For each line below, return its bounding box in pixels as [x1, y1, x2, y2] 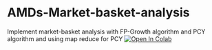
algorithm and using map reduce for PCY [7, 34, 123, 42]
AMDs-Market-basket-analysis [7, 5, 191, 21]
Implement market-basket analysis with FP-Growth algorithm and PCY [7, 27, 206, 36]
